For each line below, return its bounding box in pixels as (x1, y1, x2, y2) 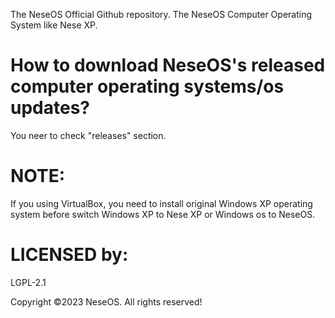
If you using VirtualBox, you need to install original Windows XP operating (10, 197, 313, 209)
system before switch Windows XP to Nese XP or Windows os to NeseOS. (10, 208, 316, 220)
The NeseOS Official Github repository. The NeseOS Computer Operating (10, 9, 313, 20)
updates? (10, 97, 90, 119)
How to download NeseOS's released (10, 54, 326, 77)
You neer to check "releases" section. (10, 129, 167, 141)
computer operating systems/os (10, 75, 285, 98)
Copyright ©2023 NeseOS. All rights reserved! (10, 295, 203, 308)
